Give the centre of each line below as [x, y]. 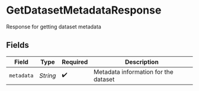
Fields [18, 45]
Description [142, 61]
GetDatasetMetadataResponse [84, 10]
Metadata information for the [134, 71]
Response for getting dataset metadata [54, 27]
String [48, 76]
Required [75, 61]
